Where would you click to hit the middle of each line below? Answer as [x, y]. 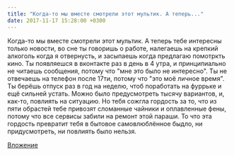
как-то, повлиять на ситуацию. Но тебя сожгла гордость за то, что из [112, 101]
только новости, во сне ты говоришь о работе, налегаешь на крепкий [113, 48]
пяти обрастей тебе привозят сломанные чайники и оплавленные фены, [117, 108]
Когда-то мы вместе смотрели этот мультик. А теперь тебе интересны [115, 40]
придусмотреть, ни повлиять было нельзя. [72, 131]
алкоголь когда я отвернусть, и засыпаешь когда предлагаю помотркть [116, 56]
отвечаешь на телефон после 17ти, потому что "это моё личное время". [116, 78]
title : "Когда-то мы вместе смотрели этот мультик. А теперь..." [105, 14]
